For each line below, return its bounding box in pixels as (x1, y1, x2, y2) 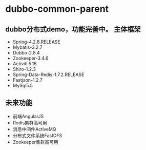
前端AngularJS (12, 113, 44, 119)
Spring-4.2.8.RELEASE (12, 39, 60, 45)
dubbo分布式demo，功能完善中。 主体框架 (5, 25, 141, 33)
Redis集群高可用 (12, 119, 48, 126)
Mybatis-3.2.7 (12, 44, 43, 50)
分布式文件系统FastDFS (12, 132, 62, 139)
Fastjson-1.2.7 (12, 77, 43, 83)
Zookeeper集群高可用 (12, 139, 59, 145)
